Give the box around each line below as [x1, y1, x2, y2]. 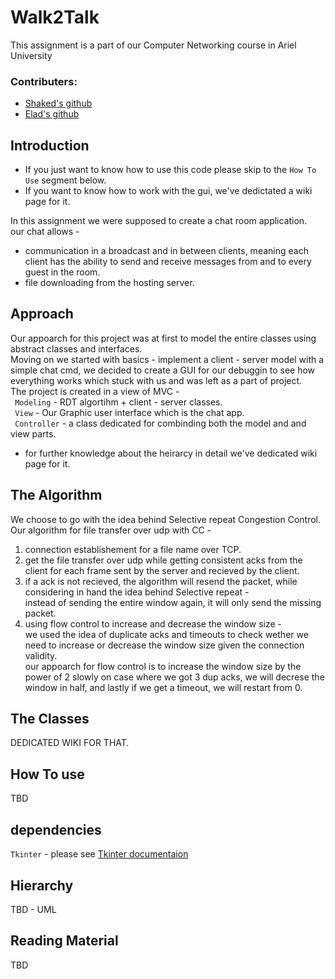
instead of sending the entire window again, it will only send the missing [24, 596, 322, 608]
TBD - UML [10, 903, 57, 915]
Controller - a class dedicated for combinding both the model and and [14, 417, 307, 429]
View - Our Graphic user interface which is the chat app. [14, 406, 245, 418]
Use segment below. [24, 174, 107, 186]
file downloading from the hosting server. [24, 277, 195, 289]
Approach [10, 306, 74, 323]
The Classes [10, 711, 90, 728]
